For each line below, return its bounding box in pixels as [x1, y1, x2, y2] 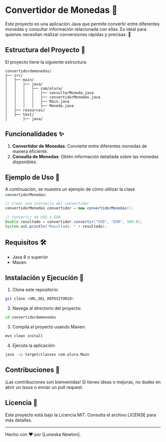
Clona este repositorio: [12, 287, 59, 293]
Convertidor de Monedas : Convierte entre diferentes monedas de [12, 143, 147, 149]
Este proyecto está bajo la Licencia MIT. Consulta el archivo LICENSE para [5, 412, 157, 418]
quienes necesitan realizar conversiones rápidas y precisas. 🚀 [5, 31, 131, 37]
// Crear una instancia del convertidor [5, 201, 90, 206]
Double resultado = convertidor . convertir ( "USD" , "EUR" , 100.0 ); [5, 219, 142, 224]
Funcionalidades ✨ [5, 130, 64, 138]
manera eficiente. [12, 148, 48, 154]
